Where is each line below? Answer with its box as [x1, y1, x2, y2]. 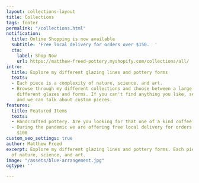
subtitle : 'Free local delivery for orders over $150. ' [11, 42, 158, 48]
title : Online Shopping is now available [11, 36, 115, 42]
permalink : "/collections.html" [6, 25, 86, 31]
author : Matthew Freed [6, 140, 62, 147]
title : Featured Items [11, 108, 68, 114]
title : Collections [6, 14, 54, 20]
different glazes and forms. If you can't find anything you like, [17, 91, 187, 97]
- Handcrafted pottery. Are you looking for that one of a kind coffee [11, 119, 192, 125]
